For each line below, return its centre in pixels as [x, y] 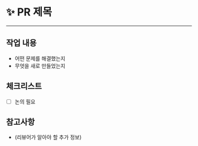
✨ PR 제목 [29, 12]
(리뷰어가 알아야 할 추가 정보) [48, 137]
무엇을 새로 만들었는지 [40, 66]
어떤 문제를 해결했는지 [40, 58]
